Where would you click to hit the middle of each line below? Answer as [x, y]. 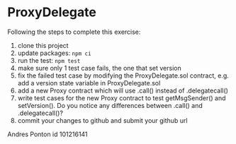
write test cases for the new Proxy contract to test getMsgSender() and [122, 98]
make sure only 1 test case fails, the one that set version [100, 68]
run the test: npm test [49, 60]
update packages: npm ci [54, 53]
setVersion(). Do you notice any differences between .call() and [110, 105]
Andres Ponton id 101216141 [47, 134]
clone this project [43, 45]
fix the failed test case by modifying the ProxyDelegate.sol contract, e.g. [123, 76]
